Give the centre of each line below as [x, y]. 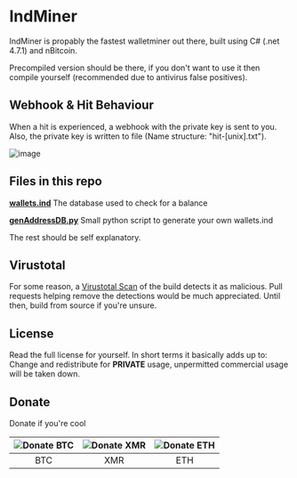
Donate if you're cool [48, 423]
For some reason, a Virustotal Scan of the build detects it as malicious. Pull [146, 287]
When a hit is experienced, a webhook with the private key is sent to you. [143, 126]
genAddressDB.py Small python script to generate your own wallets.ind [141, 220]
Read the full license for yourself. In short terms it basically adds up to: [139, 355]
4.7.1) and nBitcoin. [44, 50]
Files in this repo [56, 181]
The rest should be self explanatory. [75, 237]
